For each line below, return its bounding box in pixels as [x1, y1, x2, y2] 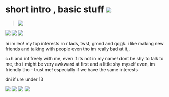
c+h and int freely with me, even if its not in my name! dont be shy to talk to [5, 55, 164, 61]
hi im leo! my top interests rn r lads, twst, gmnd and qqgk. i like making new [5, 40, 164, 46]
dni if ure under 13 [5, 76, 43, 82]
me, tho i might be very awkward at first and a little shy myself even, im [5, 61, 155, 67]
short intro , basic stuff [5, 4, 105, 15]
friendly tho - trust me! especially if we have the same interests [5, 66, 138, 72]
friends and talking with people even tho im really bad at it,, [5, 46, 130, 52]
